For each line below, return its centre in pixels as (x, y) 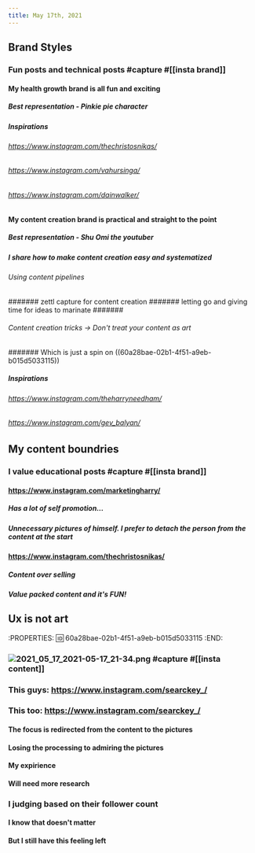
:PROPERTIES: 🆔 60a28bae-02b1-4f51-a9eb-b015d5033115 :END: (116, 637)
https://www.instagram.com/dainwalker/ (74, 195)
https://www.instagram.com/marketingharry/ (84, 490)
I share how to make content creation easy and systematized (110, 257)
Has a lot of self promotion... (56, 508)
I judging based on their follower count (83, 803)
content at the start (40, 537)
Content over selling (42, 574)
